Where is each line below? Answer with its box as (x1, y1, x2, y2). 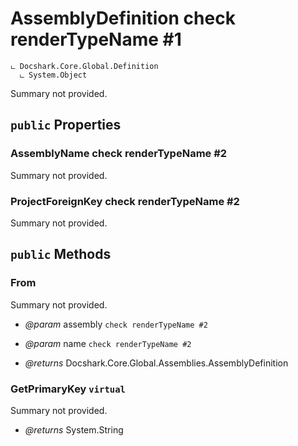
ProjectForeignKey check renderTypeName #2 (10, 194, 240, 208)
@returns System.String (24, 423, 124, 436)
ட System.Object (19, 70, 88, 80)
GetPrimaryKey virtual (10, 382, 126, 396)
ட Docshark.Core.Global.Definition (10, 61, 159, 71)
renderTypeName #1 (10, 28, 182, 51)
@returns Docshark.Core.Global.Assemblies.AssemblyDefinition (24, 357, 289, 369)
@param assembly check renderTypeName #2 (24, 318, 208, 330)
